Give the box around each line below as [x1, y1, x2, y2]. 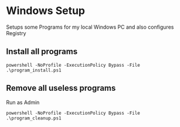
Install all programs [6, 47, 78, 57]
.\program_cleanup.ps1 [6, 115, 62, 121]
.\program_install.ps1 [6, 67, 62, 73]
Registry [6, 29, 26, 36]
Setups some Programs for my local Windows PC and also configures [6, 23, 174, 30]
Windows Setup [6, 4, 85, 18]
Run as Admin [6, 98, 40, 106]
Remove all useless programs [6, 83, 116, 93]
